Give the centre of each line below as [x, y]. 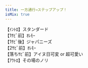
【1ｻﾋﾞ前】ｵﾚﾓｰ [20, 35]
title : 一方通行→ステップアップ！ [36, 10]
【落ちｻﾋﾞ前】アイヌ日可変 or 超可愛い [44, 54]
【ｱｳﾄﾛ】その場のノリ [27, 60]
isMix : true [17, 14]
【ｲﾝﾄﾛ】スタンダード [27, 29]
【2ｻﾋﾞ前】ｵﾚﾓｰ [21, 48]
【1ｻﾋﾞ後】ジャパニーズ [29, 41]
